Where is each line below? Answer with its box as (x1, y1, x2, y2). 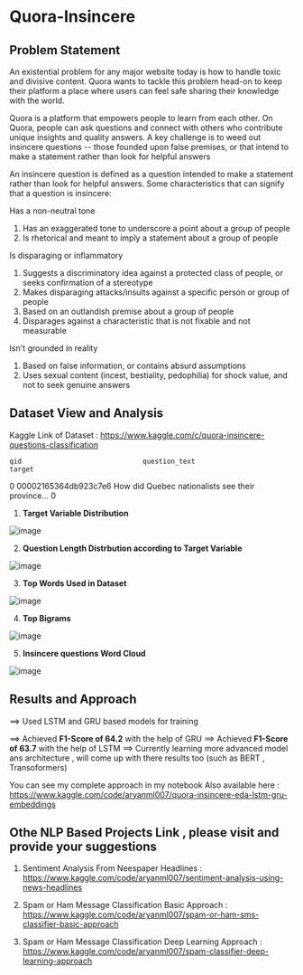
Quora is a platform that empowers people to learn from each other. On (9, 113, 273, 123)
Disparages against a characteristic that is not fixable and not (22, 316, 251, 327)
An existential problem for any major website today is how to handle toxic (9, 66, 281, 77)
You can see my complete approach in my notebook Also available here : (9, 780, 280, 790)
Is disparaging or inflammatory (9, 251, 124, 260)
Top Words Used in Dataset (22, 577, 127, 589)
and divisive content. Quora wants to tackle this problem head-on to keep (9, 76, 282, 87)
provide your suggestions (9, 839, 158, 855)
